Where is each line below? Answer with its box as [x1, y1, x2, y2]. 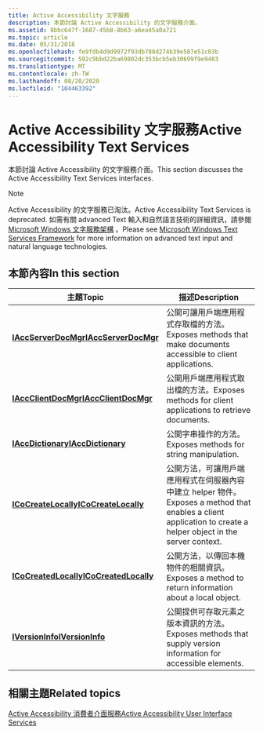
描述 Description [178, 292, 239, 303]
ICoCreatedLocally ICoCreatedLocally [12, 571, 154, 582]
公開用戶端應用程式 [166, 373, 237, 384]
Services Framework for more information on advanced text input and [8, 233, 233, 243]
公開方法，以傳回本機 [166, 550, 245, 561]
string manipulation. [166, 449, 240, 460]
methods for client [166, 395, 233, 406]
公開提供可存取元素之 [166, 606, 245, 617]
